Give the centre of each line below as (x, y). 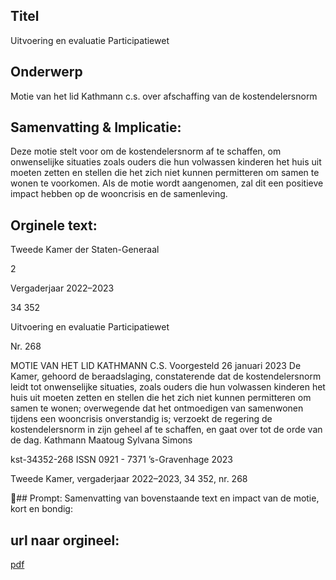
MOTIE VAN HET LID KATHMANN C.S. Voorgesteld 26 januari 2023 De (156, 366)
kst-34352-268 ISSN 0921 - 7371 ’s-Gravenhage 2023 (121, 460)
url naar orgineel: (65, 540)
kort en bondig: (41, 509)
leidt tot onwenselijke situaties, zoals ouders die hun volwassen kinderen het (168, 387)
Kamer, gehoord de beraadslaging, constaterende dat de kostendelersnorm (166, 376)
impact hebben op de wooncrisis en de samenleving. (119, 194)
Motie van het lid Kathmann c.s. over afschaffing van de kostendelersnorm (164, 96)
